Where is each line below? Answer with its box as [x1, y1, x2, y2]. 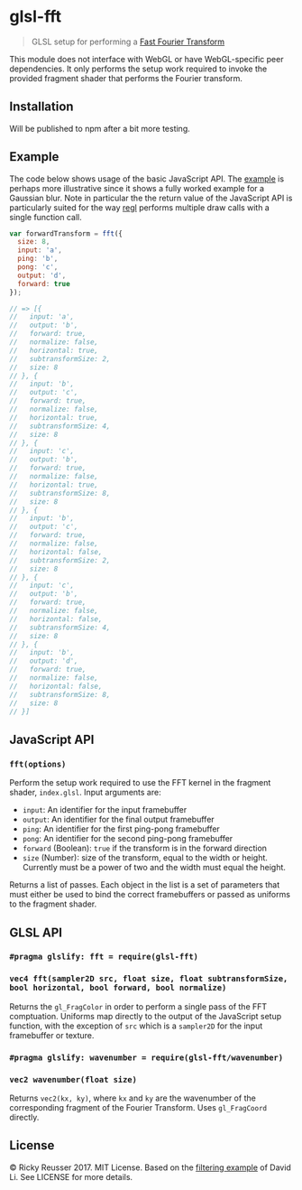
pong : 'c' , [17, 263, 59, 272]
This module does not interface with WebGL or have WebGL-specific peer [9, 53, 284, 64]
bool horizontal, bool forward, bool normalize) [9, 982, 227, 993]
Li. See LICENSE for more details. [9, 1171, 133, 1182]
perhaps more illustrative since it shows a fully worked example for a [9, 182, 264, 193]
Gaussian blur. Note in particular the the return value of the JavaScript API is [9, 192, 293, 203]
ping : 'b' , [17, 255, 59, 264]
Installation [9, 99, 74, 115]
